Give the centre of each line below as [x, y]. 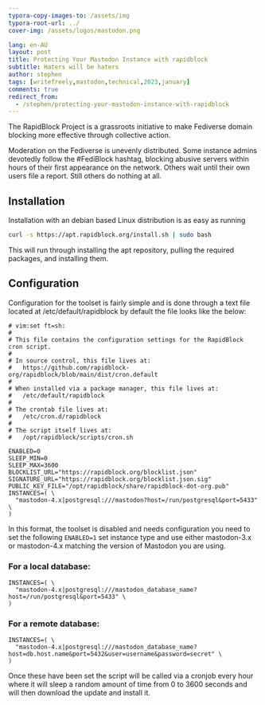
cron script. [30, 347]
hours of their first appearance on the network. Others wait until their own [129, 167]
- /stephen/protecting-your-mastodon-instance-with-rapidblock [122, 104]
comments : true [33, 89]
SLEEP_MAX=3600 [33, 465]
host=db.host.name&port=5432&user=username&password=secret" [112, 654]
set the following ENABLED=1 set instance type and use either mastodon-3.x [130, 537]
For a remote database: [54, 624]
